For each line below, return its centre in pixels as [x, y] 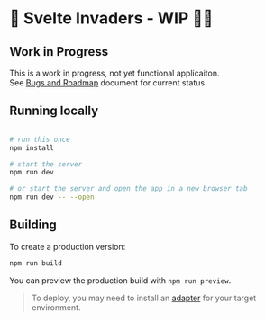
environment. [56, 307]
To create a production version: [68, 246]
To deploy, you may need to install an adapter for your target [144, 298]
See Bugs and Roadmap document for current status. [108, 83]
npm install [32, 147]
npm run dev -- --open [52, 197]
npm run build [36, 263]
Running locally [54, 111]
